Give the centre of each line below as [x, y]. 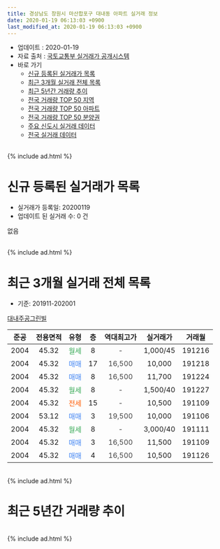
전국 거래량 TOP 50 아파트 [64, 108]
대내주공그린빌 [27, 318]
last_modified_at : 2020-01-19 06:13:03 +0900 [74, 27]
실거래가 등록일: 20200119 [54, 208]
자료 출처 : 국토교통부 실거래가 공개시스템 [73, 56]
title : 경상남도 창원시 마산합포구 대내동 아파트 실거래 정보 [83, 14]
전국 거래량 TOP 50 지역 [61, 100]
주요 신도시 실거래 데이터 [61, 126]
